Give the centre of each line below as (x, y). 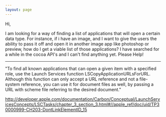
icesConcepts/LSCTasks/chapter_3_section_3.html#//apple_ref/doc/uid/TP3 (82, 104)
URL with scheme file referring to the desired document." (63, 89)
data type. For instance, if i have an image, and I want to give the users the (81, 39)
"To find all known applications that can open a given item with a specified (81, 68)
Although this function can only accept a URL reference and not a (72, 79)
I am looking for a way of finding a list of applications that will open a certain (83, 33)
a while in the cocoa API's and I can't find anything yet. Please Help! (75, 54)
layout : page (19, 10)
